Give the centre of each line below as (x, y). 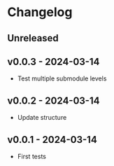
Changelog (40, 12)
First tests (32, 157)
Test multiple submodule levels (62, 78)
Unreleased (33, 38)
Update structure (42, 118)
